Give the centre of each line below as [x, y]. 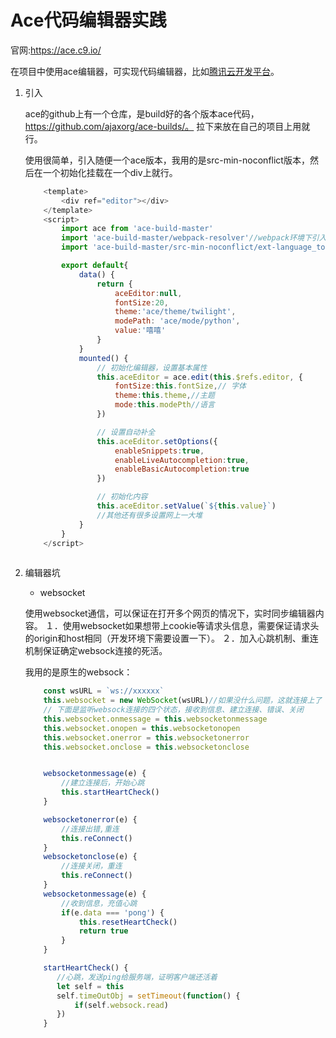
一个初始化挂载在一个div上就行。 [110, 172]
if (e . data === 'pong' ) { [113, 912]
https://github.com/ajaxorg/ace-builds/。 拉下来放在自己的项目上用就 [167, 126]
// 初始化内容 [122, 497]
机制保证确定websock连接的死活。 [96, 651]
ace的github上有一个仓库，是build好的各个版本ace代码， [142, 113]
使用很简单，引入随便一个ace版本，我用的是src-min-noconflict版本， [167, 160]
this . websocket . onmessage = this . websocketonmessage [155, 719]
